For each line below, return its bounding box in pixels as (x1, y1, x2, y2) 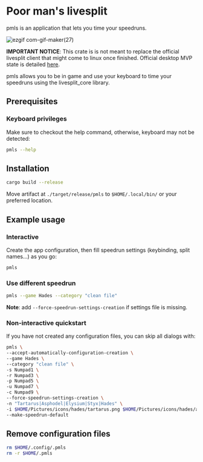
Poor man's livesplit (6, 4, 108, 18)
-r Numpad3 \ (6, 372, 39, 378)
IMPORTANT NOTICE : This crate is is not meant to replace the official (6, 47, 179, 55)
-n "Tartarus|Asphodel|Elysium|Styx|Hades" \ (6, 400, 123, 407)
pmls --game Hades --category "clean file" (6, 293, 118, 299)
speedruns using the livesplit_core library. (6, 79, 110, 86)
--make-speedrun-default (6, 412, 69, 418)
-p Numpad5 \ (6, 378, 39, 384)
